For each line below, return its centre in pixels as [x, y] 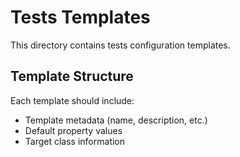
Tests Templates [80, 17]
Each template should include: [72, 100]
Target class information [75, 141]
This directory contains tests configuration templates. [120, 45]
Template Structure [72, 76]
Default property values [73, 130]
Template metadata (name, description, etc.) [116, 120]
